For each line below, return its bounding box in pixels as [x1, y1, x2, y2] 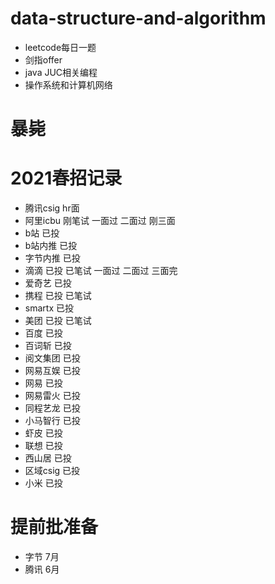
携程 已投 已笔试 [24, 290, 92, 302]
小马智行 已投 [24, 415, 81, 427]
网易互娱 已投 [24, 365, 81, 377]
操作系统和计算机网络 [24, 78, 113, 91]
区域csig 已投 [24, 465, 81, 477]
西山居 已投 [24, 452, 72, 464]
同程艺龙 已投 [24, 402, 81, 414]
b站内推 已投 [24, 240, 78, 252]
